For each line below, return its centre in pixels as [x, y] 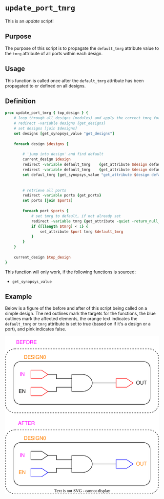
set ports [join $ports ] [48, 201]
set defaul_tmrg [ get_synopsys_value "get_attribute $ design [86, 175]
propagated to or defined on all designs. [45, 86]
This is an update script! [29, 21]
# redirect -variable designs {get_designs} [60, 123]
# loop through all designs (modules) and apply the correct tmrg [83, 118]
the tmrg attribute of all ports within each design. [54, 53]
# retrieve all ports [45, 190]
